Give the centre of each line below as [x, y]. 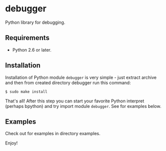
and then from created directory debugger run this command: [68, 83]
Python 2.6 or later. [32, 50]
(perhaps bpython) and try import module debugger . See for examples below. [83, 106]
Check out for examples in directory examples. [53, 134]
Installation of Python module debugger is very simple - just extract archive [81, 77]
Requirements [27, 38]
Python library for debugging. [35, 22]
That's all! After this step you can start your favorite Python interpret [75, 101]
